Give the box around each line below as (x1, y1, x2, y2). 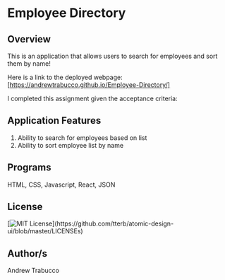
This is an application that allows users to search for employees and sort (7, 52, 218, 60)
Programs (7, 161, 51, 174)
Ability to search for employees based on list (17, 133, 147, 142)
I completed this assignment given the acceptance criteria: (7, 94, 178, 103)
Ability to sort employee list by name (17, 141, 124, 149)
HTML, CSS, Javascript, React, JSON (7, 180, 116, 189)
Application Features (7, 115, 102, 127)
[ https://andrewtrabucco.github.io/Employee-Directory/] (7, 81, 171, 89)
